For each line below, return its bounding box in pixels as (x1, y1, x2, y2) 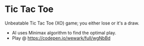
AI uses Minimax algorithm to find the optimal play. (11, 29, 116, 35)
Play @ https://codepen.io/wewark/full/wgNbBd (11, 35, 111, 41)
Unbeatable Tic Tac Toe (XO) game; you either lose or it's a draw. (4, 20, 139, 26)
